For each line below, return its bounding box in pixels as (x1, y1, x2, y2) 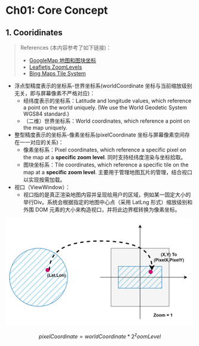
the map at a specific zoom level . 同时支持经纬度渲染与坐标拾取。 (23, 154, 186, 160)
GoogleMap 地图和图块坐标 (29, 57, 96, 63)
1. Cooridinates (5, 28, 63, 38)
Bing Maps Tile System (29, 70, 86, 77)
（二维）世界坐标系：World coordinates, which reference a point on (23, 117, 191, 125)
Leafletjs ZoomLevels (29, 63, 82, 71)
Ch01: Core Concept (5, 4, 108, 17)
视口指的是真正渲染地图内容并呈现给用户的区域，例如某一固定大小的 (23, 191, 191, 198)
